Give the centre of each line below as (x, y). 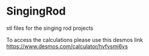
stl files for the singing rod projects (50, 28)
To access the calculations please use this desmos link (75, 40)
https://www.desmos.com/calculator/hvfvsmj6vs (67, 46)
